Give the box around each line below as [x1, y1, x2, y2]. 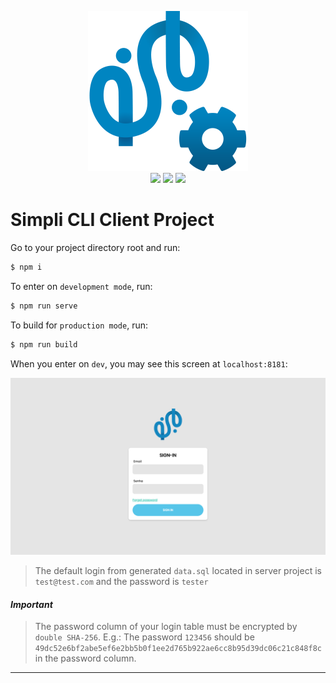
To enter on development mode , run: [10, 280, 153, 292]
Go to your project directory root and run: [10, 241, 181, 253]
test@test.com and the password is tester [34, 576, 209, 588]
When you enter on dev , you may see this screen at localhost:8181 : [10, 357, 288, 370]
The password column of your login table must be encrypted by [34, 621, 298, 633]
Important [10, 598, 53, 610]
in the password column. [34, 652, 137, 665]
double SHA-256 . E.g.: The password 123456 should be [34, 631, 255, 643]
